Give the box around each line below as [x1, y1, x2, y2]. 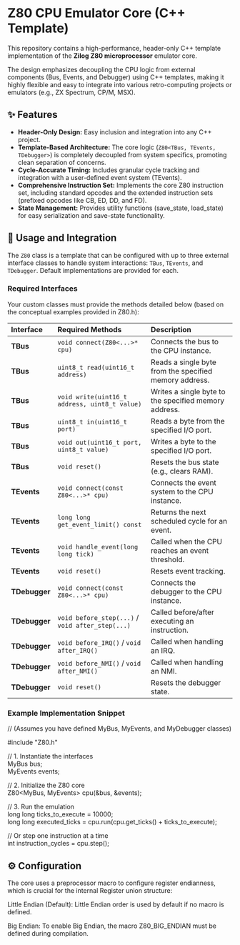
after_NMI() [57, 666, 99, 675]
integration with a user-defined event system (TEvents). [17, 173, 182, 181]
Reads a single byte [151, 357, 216, 367]
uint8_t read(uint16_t [57, 363, 134, 371]
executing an [151, 616, 194, 626]
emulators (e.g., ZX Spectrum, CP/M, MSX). [7, 88, 136, 96]
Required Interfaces [7, 284, 78, 294]
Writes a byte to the [151, 436, 216, 446]
